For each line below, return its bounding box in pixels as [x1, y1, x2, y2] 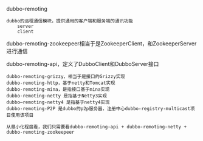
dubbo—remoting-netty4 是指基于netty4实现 [6, 99, 110, 105]
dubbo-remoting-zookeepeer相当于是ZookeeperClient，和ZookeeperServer [6, 40, 197, 47]
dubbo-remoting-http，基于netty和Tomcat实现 [6, 80, 115, 86]
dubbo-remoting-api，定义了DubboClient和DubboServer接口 [6, 61, 159, 67]
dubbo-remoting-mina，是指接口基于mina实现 [6, 87, 110, 93]
